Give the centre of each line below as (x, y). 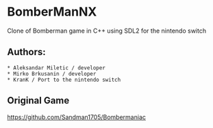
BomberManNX (52, 12)
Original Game (38, 100)
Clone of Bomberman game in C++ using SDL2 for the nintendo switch (107, 31)
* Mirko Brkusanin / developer (52, 74)
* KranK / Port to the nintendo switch (64, 80)
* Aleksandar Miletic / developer (57, 68)
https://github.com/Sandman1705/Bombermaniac (76, 117)
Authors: (26, 52)
